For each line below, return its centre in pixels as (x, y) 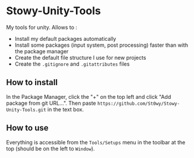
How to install (32, 83)
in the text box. (66, 109)
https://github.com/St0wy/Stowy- (138, 104)
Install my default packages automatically (66, 38)
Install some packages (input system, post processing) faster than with (101, 45)
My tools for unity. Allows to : (42, 27)
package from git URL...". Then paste (51, 103)
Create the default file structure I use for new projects (80, 57)
